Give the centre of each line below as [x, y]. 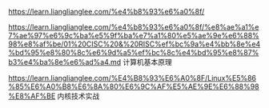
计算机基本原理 [147, 62]
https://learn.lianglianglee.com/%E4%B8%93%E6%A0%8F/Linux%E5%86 [132, 78]
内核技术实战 [78, 96]
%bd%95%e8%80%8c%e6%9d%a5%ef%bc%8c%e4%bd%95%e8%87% [134, 52]
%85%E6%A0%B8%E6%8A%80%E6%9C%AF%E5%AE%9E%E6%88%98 [134, 86]
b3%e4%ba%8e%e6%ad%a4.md [65, 62]
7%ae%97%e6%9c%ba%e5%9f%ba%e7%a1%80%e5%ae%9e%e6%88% [134, 36]
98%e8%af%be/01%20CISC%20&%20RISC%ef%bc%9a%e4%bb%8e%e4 [134, 44]
